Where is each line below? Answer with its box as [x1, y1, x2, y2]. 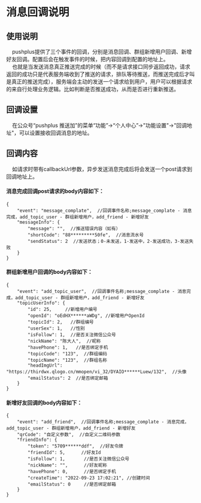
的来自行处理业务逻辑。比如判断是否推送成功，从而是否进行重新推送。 [6, 86, 179, 93]
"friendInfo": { [17, 437, 58, 443]
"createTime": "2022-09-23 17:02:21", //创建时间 [28, 475, 151, 481]
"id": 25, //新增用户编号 [28, 306, 98, 313]
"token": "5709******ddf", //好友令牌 [28, 443, 124, 449]
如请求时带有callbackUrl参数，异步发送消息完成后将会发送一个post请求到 [11, 165, 193, 172]
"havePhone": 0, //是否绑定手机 [28, 469, 117, 475]
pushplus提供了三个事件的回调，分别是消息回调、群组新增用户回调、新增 [11, 48, 192, 55]
